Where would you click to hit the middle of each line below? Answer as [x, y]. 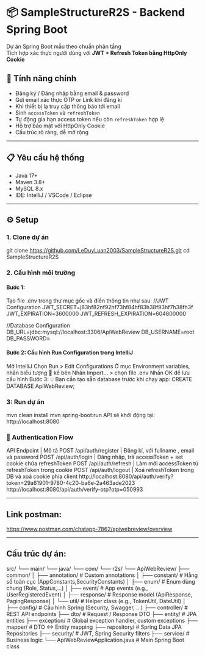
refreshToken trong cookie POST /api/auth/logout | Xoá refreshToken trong [100, 470]
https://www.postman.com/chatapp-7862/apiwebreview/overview [89, 529]
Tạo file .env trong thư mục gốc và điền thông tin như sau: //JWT [88, 301]
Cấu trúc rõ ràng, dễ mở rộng [52, 132]
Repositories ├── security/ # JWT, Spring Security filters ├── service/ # [98, 633]
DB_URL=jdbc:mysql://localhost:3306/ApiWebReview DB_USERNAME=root [100, 332]
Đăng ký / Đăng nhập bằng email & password [72, 93]
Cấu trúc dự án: [36, 554]
